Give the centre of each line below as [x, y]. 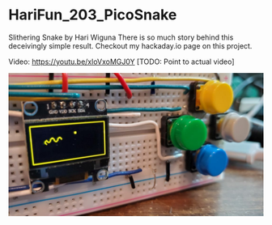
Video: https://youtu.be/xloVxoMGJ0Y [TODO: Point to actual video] [121, 62]
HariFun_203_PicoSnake [93, 15]
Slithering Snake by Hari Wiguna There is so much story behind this [121, 37]
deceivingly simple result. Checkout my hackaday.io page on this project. [130, 45]
